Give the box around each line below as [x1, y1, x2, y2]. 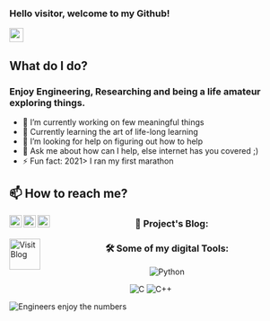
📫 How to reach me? [9, 186, 128, 201]
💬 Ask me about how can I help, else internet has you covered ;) [22, 145, 259, 156]
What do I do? [9, 58, 88, 74]
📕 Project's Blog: [135, 218, 209, 230]
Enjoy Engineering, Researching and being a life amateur [9, 85, 261, 97]
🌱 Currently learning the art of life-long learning [22, 126, 199, 137]
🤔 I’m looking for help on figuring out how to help [22, 136, 204, 147]
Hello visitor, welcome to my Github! [9, 7, 170, 20]
